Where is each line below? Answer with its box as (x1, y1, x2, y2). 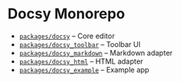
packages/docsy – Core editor (19, 31, 115, 41)
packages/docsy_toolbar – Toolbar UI (19, 39, 142, 49)
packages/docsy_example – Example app (19, 64, 150, 74)
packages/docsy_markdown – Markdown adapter (19, 48, 173, 57)
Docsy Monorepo (7, 5, 125, 23)
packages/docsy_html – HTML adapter (19, 57, 144, 66)
